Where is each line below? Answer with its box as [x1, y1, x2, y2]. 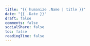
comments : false [5, 20, 38, 25]
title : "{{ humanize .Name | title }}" [5, 7, 86, 12]
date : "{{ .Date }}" [5, 11, 47, 16]
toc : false [5, 29, 27, 34]
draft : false [5, 16, 32, 21]
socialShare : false [5, 25, 45, 30]
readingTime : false [5, 34, 45, 39]
